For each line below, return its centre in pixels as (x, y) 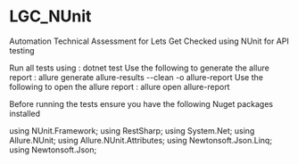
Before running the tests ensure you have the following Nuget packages (141, 103)
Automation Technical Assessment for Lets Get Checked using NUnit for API (149, 41)
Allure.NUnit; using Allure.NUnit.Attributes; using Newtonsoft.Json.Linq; (141, 140)
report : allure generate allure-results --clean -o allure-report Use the (136, 77)
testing (22, 50)
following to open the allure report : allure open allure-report (120, 86)
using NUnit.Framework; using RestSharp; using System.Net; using (132, 130)
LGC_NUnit (50, 16)
